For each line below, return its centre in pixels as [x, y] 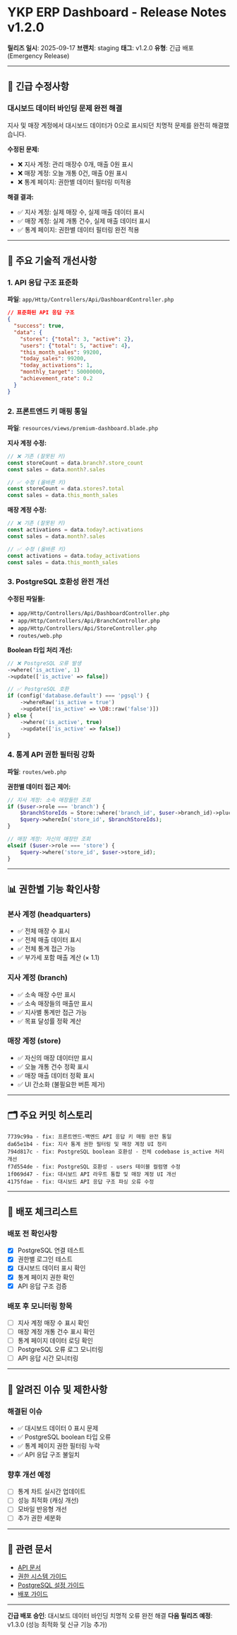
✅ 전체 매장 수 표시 [44, 931]
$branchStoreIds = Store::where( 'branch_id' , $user [97, 813]
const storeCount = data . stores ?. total [66, 489]
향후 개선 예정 [29, 1474]
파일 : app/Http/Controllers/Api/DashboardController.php [91, 299]
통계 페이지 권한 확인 [46, 1277]
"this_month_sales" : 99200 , [61, 352]
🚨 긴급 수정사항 [38, 87]
